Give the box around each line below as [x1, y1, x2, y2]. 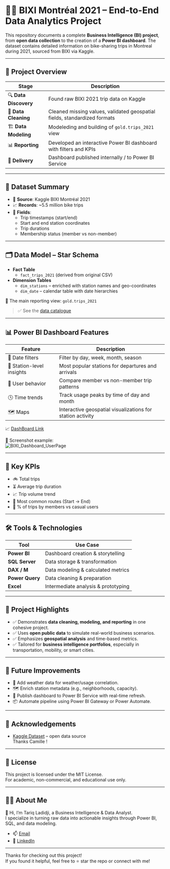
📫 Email [12, 830, 30, 837]
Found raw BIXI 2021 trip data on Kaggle [48, 96, 146, 103]
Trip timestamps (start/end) [20, 215, 77, 221]
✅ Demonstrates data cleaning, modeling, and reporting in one [12, 618, 146, 625]
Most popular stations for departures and [59, 362, 157, 369]
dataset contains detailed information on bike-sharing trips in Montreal [5, 43, 152, 49]
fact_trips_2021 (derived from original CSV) [20, 272, 113, 278]
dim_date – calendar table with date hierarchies [20, 288, 118, 294]
